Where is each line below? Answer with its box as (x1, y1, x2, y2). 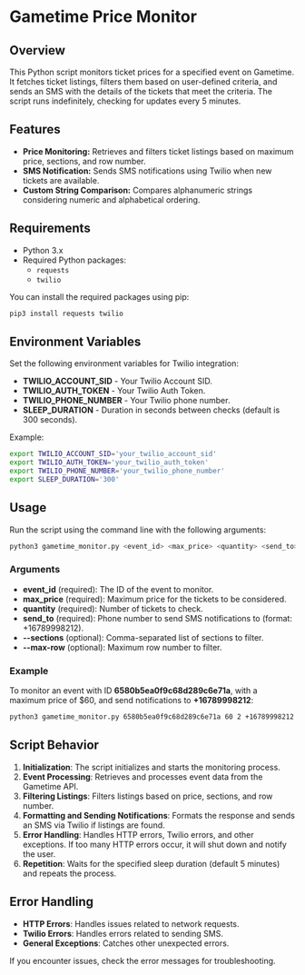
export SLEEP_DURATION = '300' (9, 474, 120, 483)
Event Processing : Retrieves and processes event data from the (22, 771, 263, 782)
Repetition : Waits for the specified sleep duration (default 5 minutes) (22, 858, 280, 869)
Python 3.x (22, 244, 64, 255)
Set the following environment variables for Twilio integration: (9, 358, 239, 369)
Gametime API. (22, 781, 79, 791)
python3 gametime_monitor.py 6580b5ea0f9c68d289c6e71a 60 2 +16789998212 (9, 712, 295, 721)
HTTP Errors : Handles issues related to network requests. (22, 918, 240, 929)
